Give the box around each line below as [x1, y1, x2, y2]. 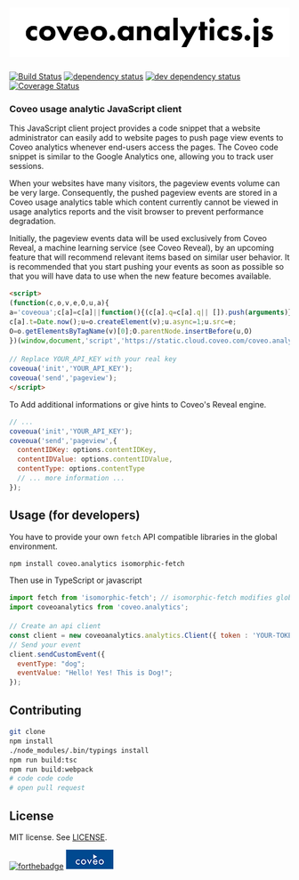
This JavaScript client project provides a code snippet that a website [9, 123, 261, 133]
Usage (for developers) [9, 508, 141, 523]
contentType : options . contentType [17, 464, 145, 473]
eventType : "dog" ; [17, 659, 86, 668]
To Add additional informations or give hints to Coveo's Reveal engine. [9, 399, 267, 409]
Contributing [9, 702, 82, 718]
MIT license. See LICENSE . [9, 831, 108, 843]
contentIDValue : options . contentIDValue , [17, 455, 174, 464]
